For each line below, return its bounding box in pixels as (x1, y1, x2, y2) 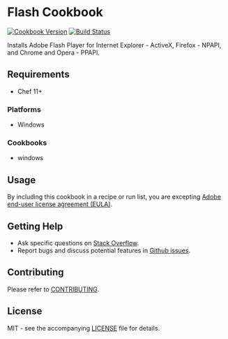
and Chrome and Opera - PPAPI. (7, 48, 100, 57)
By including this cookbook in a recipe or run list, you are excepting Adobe (7, 193, 222, 201)
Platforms (7, 104, 42, 114)
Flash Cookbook (7, 4, 103, 20)
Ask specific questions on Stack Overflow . (17, 238, 139, 247)
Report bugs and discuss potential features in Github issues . (17, 246, 190, 254)
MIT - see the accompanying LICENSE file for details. (7, 324, 160, 332)
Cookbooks (7, 138, 47, 147)
